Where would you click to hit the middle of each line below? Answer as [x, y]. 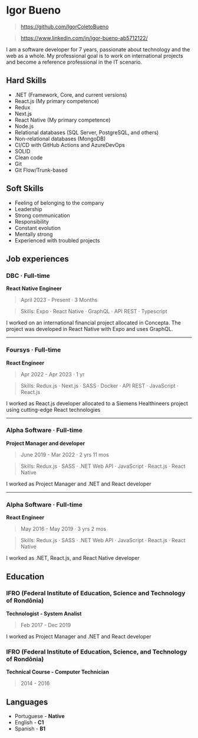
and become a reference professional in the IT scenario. [74, 62]
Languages [27, 702]
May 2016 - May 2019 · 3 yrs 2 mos [63, 529]
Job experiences [37, 259]
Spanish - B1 [30, 729]
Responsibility [32, 221]
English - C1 [29, 722]
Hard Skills [26, 81]
